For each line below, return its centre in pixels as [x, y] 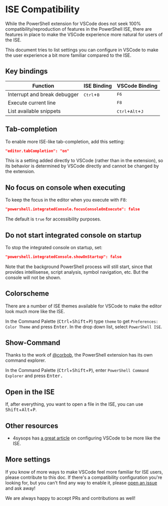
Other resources [32, 426]
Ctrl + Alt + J [130, 111]
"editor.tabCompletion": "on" [37, 151]
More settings [28, 460]
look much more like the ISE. [35, 311]
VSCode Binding [137, 85]
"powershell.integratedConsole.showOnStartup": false [64, 257]
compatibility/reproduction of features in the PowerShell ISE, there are [79, 29]
